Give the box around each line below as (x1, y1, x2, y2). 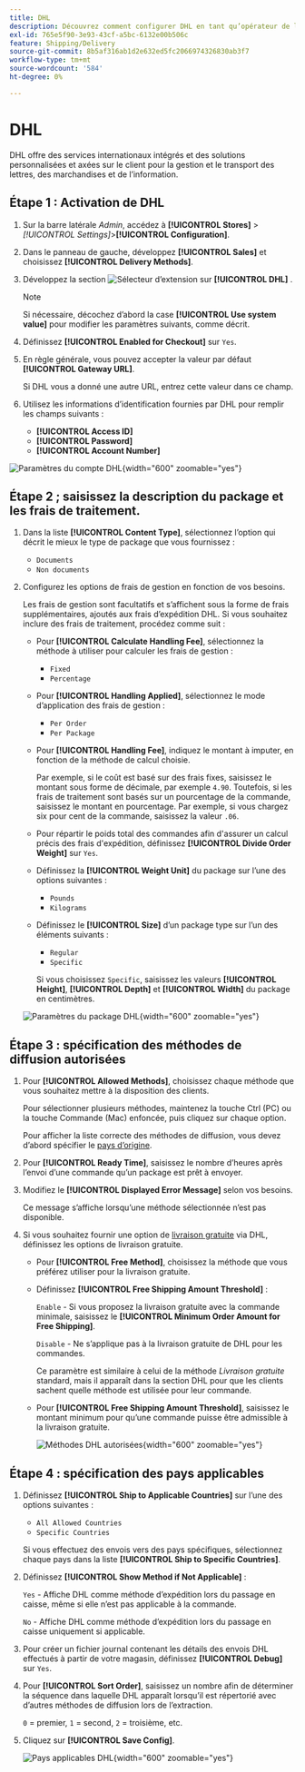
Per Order (49, 719, 87, 729)
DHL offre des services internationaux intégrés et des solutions (9, 149, 246, 160)
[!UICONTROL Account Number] (35, 445, 161, 456)
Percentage (49, 674, 91, 684)
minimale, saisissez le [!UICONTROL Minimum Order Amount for (35, 1311, 280, 1322)
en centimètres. (35, 993, 95, 1004)
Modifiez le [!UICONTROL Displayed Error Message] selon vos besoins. (22, 1185, 293, 1196)
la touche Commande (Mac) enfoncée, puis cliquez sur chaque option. (22, 1113, 287, 1124)
